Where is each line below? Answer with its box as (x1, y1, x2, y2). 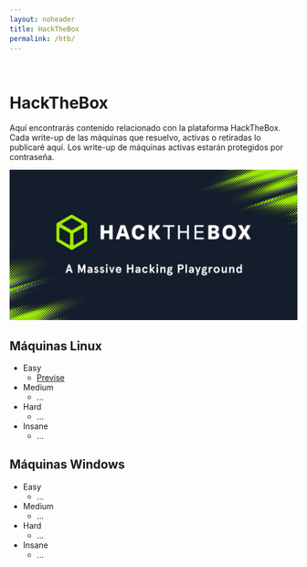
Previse (36, 371, 66, 383)
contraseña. (9, 152, 55, 163)
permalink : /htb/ (9, 34, 76, 43)
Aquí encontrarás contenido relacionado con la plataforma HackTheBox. (9, 123, 281, 134)
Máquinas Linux (9, 338, 102, 354)
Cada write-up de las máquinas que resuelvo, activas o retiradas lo (9, 133, 262, 144)
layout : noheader (9, 15, 76, 24)
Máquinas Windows (9, 457, 125, 473)
